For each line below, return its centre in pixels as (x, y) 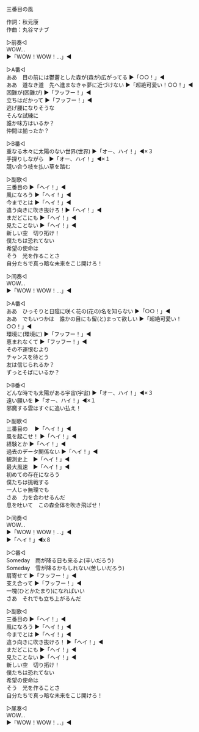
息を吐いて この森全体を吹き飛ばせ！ (54, 505)
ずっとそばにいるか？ (33, 372)
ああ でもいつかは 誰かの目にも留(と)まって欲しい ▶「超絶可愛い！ (94, 319)
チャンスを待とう (28, 357)
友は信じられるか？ (31, 364)
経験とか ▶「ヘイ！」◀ (36, 444)
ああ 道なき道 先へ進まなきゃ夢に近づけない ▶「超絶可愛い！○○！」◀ (100, 85)
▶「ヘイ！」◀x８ (29, 540)
